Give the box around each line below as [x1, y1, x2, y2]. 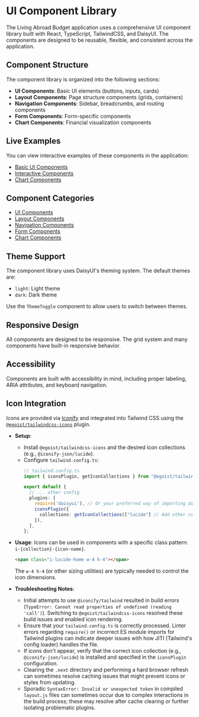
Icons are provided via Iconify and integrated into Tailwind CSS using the [6, 414, 184, 421]
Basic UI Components [14, 163, 68, 170]
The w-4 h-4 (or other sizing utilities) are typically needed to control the [14, 567, 189, 574]
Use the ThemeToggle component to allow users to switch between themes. [6, 303, 188, 310]
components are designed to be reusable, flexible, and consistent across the [6, 36, 193, 43]
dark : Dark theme [14, 291, 57, 298]
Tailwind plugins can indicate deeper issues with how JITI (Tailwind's [23, 634, 192, 642]
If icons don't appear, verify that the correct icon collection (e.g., [23, 647, 182, 655]
